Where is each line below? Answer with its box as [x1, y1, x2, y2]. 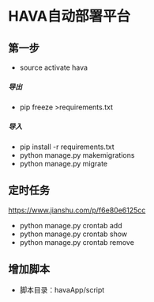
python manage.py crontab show [19, 229, 128, 239]
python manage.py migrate [19, 159, 108, 168]
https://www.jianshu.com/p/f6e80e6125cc [8, 205, 146, 215]
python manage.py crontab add [19, 220, 122, 230]
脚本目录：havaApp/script [19, 285, 105, 294]
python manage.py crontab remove [19, 237, 134, 247]
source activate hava [19, 63, 88, 72]
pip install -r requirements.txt [19, 142, 115, 151]
